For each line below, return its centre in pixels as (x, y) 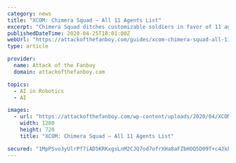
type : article (28, 46)
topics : (19, 85)
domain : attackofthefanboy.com (59, 72)
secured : (20, 149)
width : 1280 (37, 123)
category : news (29, 14)
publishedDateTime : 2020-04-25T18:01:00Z (69, 33)
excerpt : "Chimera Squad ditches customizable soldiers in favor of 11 (114, 27)
